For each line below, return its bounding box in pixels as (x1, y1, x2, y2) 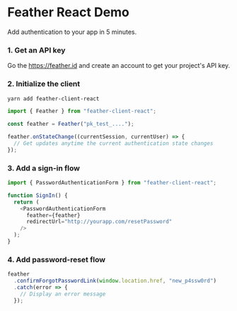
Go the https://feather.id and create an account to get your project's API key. (7, 61, 231, 70)
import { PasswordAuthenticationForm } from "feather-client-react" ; (7, 180, 217, 187)
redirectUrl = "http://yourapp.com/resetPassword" (25, 218, 173, 225)
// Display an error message (20, 291, 106, 298)
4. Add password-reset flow (7, 254, 106, 264)
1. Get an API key (7, 45, 66, 55)
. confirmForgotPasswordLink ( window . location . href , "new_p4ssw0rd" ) (13, 277, 217, 285)
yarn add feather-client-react (7, 95, 100, 102)
